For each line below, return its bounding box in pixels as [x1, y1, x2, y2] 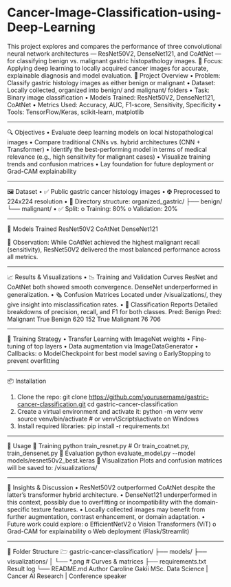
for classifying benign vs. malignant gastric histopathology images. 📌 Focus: [7, 56, 223, 65]
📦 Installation [7, 377, 47, 385]
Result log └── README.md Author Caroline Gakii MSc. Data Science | [7, 564, 208, 573]
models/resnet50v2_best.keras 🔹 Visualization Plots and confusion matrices [7, 456, 223, 465]
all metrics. [7, 252, 38, 261]
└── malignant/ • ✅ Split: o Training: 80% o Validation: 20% [7, 204, 178, 212]
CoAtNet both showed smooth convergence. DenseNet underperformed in [7, 283, 218, 291]
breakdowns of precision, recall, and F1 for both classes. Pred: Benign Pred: [7, 307, 222, 315]
